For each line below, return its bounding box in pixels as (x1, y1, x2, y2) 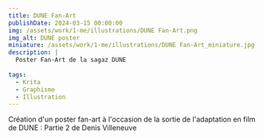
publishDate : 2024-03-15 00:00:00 (8, 19, 124, 27)
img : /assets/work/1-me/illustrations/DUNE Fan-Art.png (8, 26, 198, 34)
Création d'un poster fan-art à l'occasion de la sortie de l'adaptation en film (8, 114, 256, 124)
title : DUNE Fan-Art (8, 11, 77, 20)
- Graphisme (15, 85, 56, 94)
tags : (8, 71, 26, 79)
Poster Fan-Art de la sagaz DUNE (15, 56, 127, 64)
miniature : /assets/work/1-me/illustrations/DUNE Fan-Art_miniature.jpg (8, 41, 255, 49)
